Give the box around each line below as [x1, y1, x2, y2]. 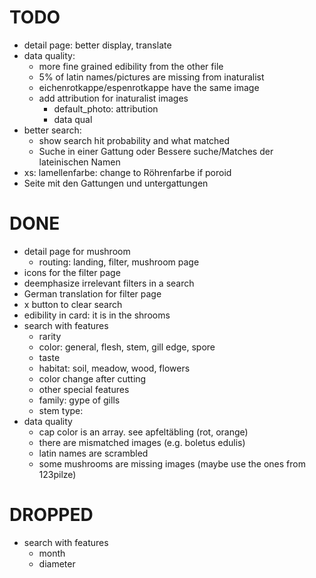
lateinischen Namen [38, 156, 121, 168]
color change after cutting [38, 372, 147, 385]
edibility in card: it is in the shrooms [23, 309, 171, 321]
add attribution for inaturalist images [38, 92, 189, 104]
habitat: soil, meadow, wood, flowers [38, 362, 191, 374]
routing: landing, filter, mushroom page [38, 256, 200, 268]
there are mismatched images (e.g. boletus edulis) [38, 436, 246, 448]
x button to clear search [23, 298, 123, 310]
